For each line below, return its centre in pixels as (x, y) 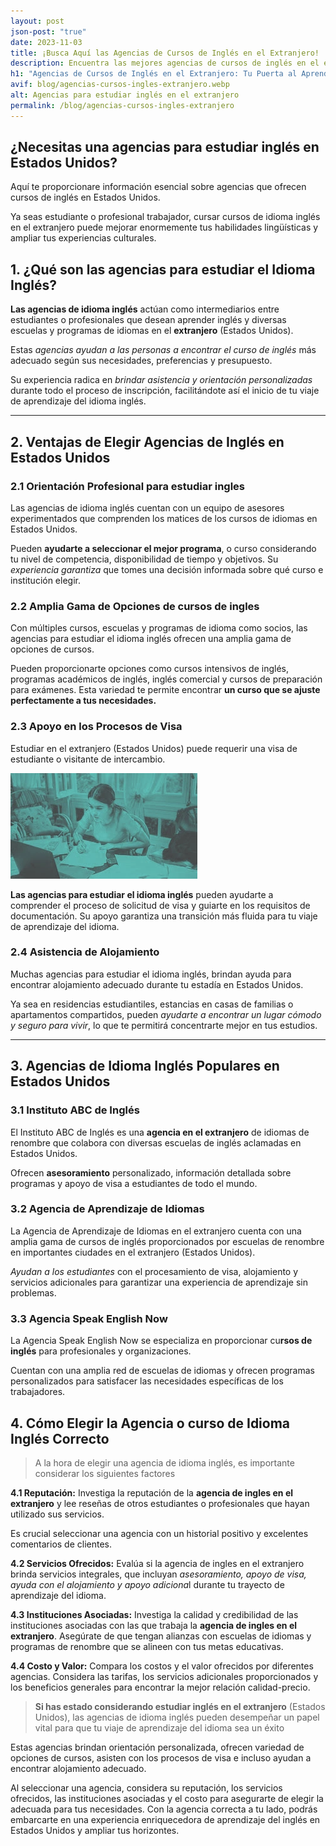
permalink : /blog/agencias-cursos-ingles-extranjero (122, 105)
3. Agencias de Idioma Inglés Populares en (145, 1066)
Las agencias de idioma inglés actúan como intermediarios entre (145, 309)
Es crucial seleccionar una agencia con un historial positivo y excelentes (159, 1533)
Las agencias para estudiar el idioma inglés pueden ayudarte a (142, 894)
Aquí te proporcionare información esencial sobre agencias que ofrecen (158, 187)
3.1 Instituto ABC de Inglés (75, 1110)
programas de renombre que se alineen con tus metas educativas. (147, 1646)
